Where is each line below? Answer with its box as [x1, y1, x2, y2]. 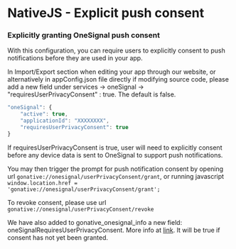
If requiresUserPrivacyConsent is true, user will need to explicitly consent [7, 143, 222, 152]
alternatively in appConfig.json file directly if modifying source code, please [7, 75, 230, 84]
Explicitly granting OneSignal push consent [7, 31, 160, 40]
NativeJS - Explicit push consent [7, 5, 205, 21]
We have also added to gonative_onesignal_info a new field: [7, 218, 183, 226]
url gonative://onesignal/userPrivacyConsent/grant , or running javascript [7, 172, 225, 180]
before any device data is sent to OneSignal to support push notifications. [7, 150, 223, 159]
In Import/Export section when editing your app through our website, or [7, 67, 216, 76]
